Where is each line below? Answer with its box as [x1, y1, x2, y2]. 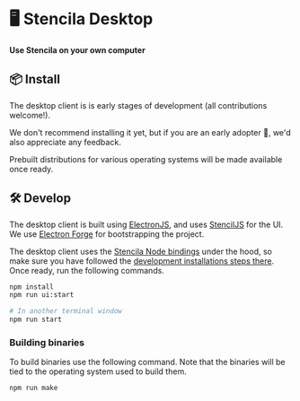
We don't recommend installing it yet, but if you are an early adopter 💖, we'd [9, 126, 292, 137]
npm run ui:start [9, 291, 75, 300]
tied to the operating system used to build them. [9, 366, 187, 377]
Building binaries [9, 336, 85, 348]
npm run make [9, 384, 58, 393]
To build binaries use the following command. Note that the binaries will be [9, 357, 286, 368]
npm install [9, 282, 54, 292]
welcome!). [9, 109, 51, 120]
